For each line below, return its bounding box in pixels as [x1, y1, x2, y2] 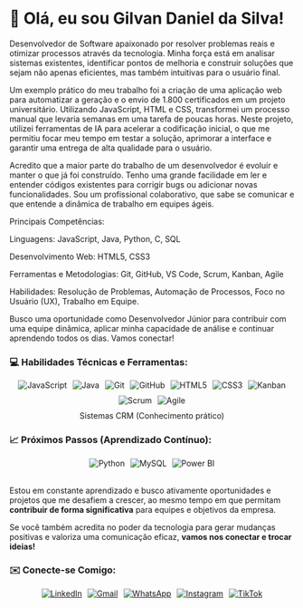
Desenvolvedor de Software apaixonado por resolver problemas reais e [9, 38, 276, 49]
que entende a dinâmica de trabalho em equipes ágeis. [9, 198, 214, 209]
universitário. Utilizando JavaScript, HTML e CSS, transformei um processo [9, 103, 290, 114]
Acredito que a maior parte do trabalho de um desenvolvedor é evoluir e [9, 159, 279, 170]
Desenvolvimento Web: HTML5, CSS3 [9, 251, 151, 262]
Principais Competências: [9, 216, 105, 227]
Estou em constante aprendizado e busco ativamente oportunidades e [9, 485, 271, 496]
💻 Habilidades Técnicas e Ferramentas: [9, 355, 188, 368]
